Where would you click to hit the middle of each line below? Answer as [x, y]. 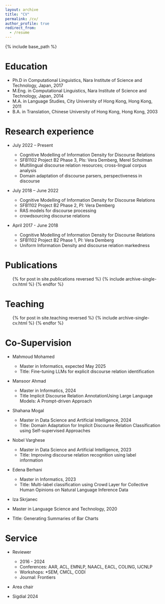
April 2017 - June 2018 [35, 225]
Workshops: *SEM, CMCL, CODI [53, 572]
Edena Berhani [27, 469]
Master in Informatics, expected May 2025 [63, 366]
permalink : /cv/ [22, 19]
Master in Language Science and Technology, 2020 [65, 509]
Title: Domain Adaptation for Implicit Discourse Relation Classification [90, 425]
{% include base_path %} [31, 47]
